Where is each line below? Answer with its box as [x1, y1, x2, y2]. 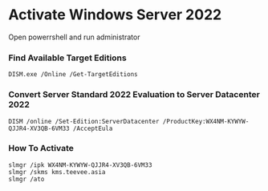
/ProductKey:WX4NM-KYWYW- [162, 117, 250, 125]
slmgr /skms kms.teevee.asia [8, 168, 106, 176]
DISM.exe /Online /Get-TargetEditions [8, 71, 138, 79]
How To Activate [8, 143, 74, 154]
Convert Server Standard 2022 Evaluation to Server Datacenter [8, 89, 261, 100]
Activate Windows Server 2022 [8, 6, 222, 24]
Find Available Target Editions [8, 52, 127, 63]
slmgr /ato [8, 175, 45, 183]
